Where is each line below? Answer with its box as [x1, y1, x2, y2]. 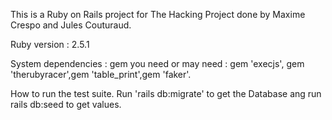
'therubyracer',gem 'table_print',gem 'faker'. [10, 69, 192, 80]
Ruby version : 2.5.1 [10, 39, 90, 50]
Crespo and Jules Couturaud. [10, 19, 132, 31]
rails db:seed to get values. [10, 99, 122, 110]
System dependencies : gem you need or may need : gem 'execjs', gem [10, 58, 305, 69]
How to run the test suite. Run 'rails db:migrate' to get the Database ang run [10, 88, 322, 99]
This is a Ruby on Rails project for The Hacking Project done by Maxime [10, 9, 306, 20]
